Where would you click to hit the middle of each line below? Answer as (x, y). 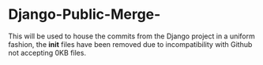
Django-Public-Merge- (85, 14)
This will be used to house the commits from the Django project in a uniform (131, 36)
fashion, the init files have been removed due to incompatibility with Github (130, 44)
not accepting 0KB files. (47, 52)
